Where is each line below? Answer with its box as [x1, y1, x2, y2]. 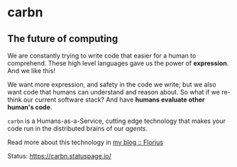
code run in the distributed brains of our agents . [7, 124, 148, 132]
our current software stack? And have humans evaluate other [23, 95, 205, 104]
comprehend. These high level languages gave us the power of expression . [7, 59, 229, 68]
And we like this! [7, 67, 55, 75]
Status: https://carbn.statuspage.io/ [7, 152, 111, 160]
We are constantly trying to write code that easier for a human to [7, 51, 197, 60]
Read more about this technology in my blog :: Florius [7, 138, 164, 146]
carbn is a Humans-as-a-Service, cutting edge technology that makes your [7, 117, 226, 125]
